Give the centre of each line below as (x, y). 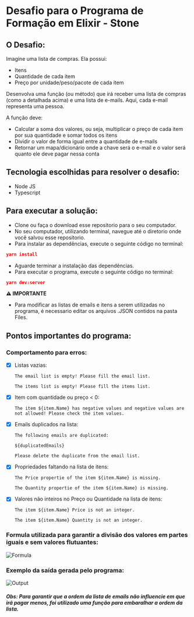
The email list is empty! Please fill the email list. (82, 376)
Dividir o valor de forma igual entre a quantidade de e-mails (86, 141)
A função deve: (24, 118)
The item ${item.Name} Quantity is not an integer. (78, 521)
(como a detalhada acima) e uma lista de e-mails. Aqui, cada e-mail (87, 100)
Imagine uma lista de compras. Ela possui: (57, 59)
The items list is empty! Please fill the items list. (82, 387)
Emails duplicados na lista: (46, 425)
